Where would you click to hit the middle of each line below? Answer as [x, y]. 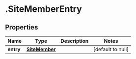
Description [75, 41]
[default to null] [111, 49]
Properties [22, 27]
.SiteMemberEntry [43, 9]
